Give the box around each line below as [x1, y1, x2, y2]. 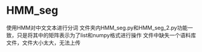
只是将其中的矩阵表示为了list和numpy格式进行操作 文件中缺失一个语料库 [16, 31, 197, 39]
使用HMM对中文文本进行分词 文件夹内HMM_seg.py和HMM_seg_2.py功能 [6, 24, 188, 31]
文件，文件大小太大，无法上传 [6, 39, 80, 46]
